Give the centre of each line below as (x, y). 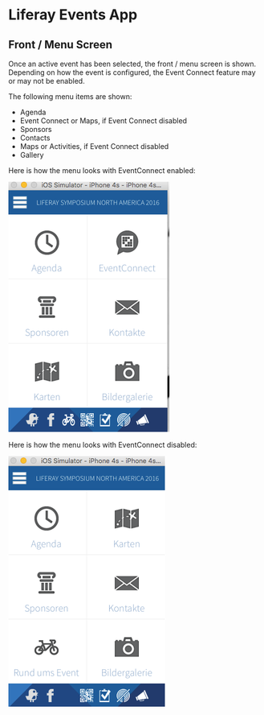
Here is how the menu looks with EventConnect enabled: (102, 170)
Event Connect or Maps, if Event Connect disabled (103, 121)
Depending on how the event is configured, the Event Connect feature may (132, 72)
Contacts (35, 138)
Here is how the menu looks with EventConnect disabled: (103, 445)
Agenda (33, 112)
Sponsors (36, 129)
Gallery (32, 155)
